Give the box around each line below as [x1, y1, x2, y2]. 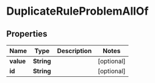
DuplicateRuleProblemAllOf [6, 4, 149, 18]
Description [57, 47, 92, 55]
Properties [6, 29, 48, 39]
